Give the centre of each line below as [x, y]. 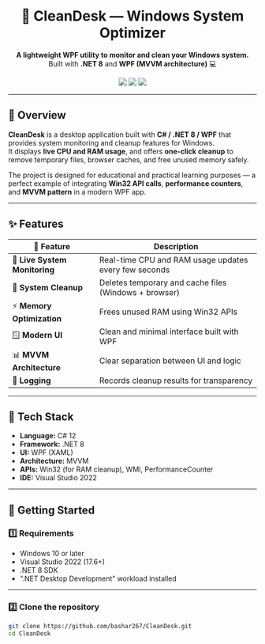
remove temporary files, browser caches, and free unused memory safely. [129, 159]
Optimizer [132, 33]
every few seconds [134, 270]
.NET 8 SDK [39, 570]
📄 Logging [32, 381]
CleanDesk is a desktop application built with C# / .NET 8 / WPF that [120, 134]
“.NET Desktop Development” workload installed [98, 579]
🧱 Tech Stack [41, 417]
